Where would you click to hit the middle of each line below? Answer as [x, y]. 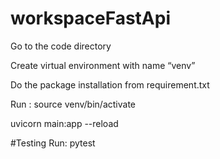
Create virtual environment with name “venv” [103, 65]
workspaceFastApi [90, 18]
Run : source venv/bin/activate [73, 104]
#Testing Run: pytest [53, 143]
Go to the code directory [61, 46]
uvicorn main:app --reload [64, 123]
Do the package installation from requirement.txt [110, 84]
